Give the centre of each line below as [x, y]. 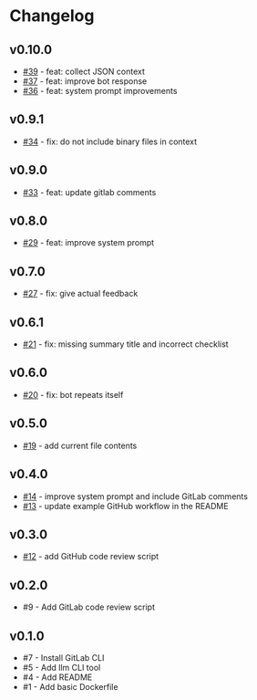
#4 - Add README [57, 677]
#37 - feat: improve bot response [85, 81]
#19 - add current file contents [80, 445]
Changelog [52, 16]
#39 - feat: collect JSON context [84, 71]
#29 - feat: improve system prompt [88, 243]
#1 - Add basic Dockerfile [70, 686]
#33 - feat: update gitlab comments [89, 192]
